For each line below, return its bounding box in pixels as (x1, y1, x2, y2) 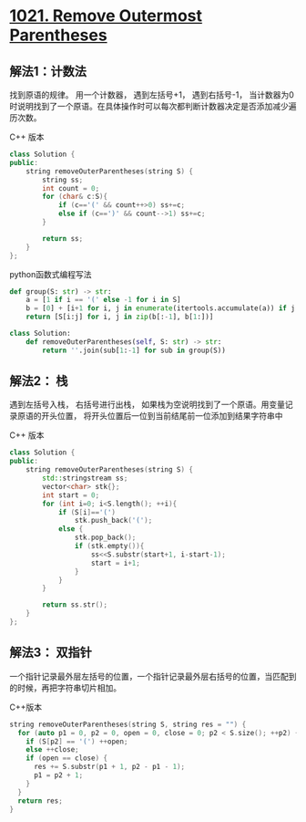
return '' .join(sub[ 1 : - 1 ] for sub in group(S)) (42, 346, 226, 355)
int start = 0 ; (42, 490, 100, 500)
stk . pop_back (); (74, 533, 137, 543)
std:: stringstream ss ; (42, 473, 128, 484)
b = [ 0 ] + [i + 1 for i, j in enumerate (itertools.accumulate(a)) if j (25, 304, 296, 313)
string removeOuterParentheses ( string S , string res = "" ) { (9, 720, 247, 729)
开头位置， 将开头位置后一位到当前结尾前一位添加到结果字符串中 (40, 411, 283, 421)
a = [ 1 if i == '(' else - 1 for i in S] (25, 296, 181, 305)
